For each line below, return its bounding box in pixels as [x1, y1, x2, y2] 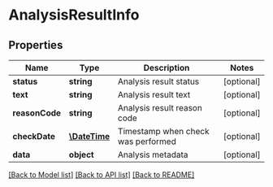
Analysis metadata [117, 149, 188, 160]
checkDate [12, 131, 55, 141]
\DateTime [68, 131, 110, 141]
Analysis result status [117, 76, 200, 87]
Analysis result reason [117, 102, 203, 113]
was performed [117, 136, 176, 147]
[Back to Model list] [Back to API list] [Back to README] [8, 170, 195, 180]
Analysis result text [117, 89, 191, 100]
